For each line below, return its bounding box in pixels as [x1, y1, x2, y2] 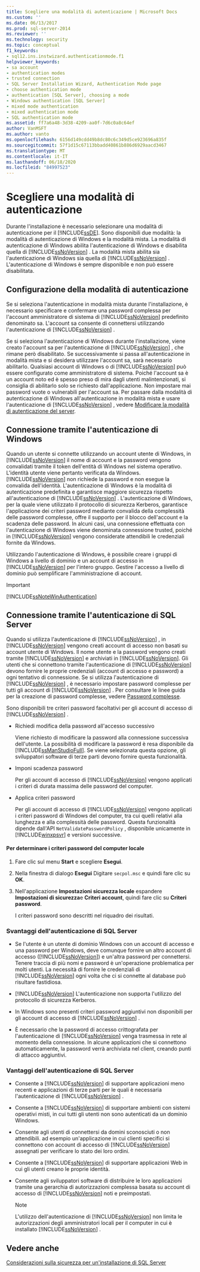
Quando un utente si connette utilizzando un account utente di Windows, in [6, 450, 191, 457]
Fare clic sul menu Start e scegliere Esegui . [14, 858, 123, 865]
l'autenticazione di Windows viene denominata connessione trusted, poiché [6, 526, 193, 533]
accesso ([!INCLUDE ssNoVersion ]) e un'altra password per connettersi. [14, 953, 191, 960]
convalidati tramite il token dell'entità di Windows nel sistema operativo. [6, 462, 182, 470]
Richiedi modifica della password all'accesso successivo [14, 722, 155, 729]
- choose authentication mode [6, 87, 82, 93]
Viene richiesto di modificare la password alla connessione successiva [14, 734, 189, 741]
